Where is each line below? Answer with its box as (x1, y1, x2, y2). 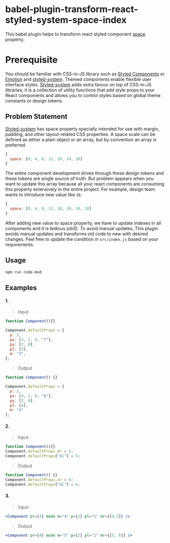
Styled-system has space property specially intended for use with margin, (5, 125, 160, 132)
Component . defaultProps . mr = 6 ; (5, 477, 73, 482)
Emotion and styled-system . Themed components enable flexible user (5, 76, 152, 82)
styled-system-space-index (5, 14, 127, 26)
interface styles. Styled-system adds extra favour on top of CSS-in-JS (5, 81, 152, 87)
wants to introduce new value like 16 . (5, 192, 82, 198)
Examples (5, 284, 37, 292)
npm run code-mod (5, 269, 42, 275)
